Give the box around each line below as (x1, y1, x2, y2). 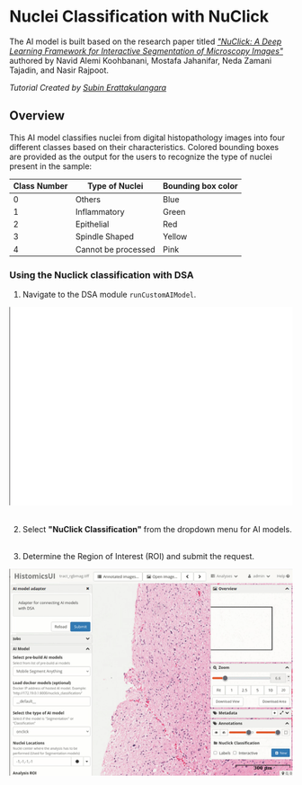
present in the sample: (9, 160, 93, 172)
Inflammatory (75, 206, 125, 217)
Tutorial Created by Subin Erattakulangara (9, 82, 167, 93)
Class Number (13, 181, 68, 192)
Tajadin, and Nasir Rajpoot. (9, 65, 110, 76)
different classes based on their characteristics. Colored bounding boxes (9, 141, 280, 152)
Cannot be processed (75, 244, 155, 254)
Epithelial (75, 219, 110, 229)
